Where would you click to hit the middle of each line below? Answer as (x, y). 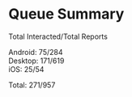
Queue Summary (66, 14)
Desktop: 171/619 (36, 61)
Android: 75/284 (36, 52)
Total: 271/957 (32, 85)
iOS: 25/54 (26, 69)
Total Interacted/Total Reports (58, 36)
